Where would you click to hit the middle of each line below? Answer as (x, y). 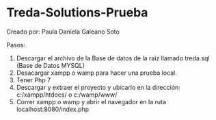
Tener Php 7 (33, 80)
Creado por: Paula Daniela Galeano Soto (63, 32)
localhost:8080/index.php (53, 109)
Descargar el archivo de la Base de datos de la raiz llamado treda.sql (113, 58)
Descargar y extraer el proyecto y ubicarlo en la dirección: (98, 87)
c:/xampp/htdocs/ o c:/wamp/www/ (67, 95)
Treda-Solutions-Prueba (77, 13)
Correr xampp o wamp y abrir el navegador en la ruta (91, 101)
